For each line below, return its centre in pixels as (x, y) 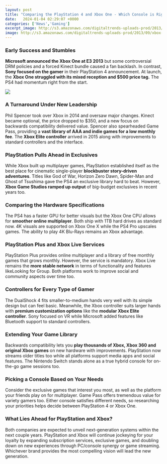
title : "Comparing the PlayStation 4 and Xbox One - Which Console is (80, 14)
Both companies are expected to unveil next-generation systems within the (82, 430)
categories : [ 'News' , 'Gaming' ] (38, 24)
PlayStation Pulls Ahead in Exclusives (51, 155)
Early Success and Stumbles (41, 50)
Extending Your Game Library (42, 334)
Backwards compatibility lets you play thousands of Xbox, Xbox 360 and (81, 345)
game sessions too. (40, 366)
